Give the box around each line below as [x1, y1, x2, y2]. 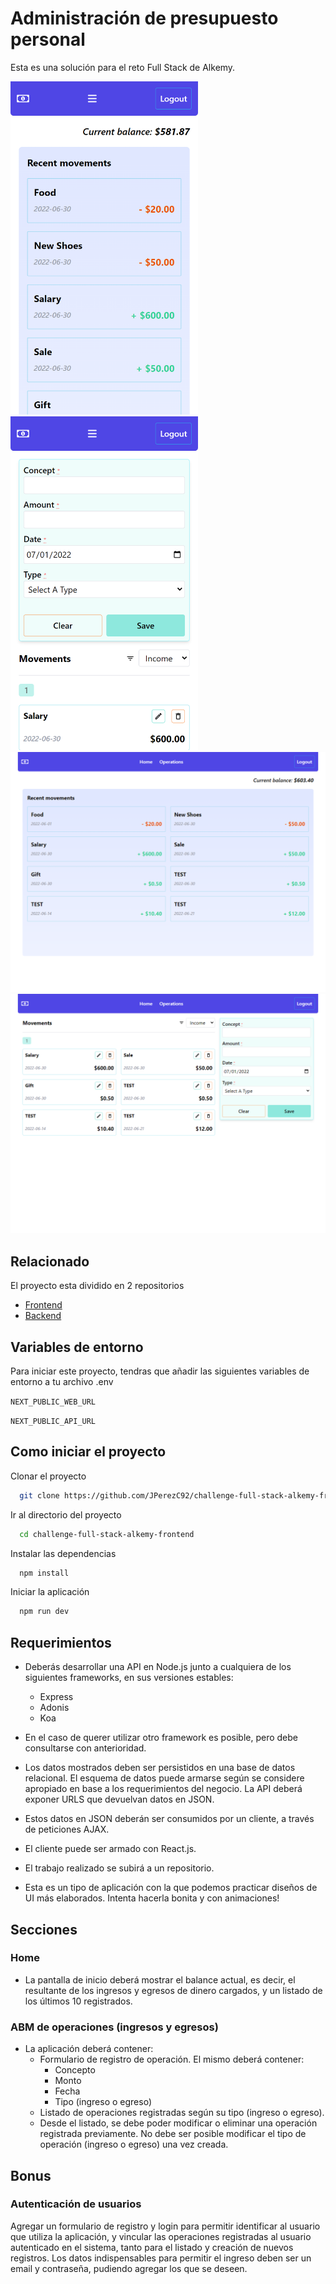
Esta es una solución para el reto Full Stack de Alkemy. [10, 61, 236, 73]
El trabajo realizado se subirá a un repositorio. [24, 1862, 215, 1874]
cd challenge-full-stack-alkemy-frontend [19, 1529, 195, 1539]
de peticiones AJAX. [24, 1823, 110, 1836]
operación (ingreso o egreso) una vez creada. [39, 2138, 229, 2151]
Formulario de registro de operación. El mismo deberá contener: [39, 2053, 305, 2066]
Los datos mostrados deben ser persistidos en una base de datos [24, 1762, 296, 1774]
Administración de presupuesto [10, 7, 279, 30]
